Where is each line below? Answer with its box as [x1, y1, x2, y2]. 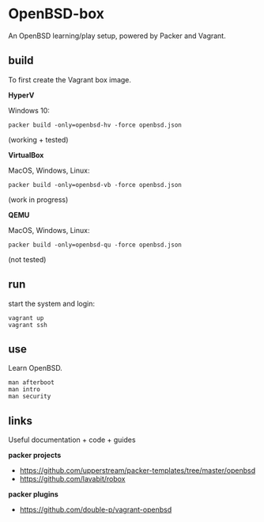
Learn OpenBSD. [8, 364, 63, 373]
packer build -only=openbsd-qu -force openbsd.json [8, 241, 182, 249]
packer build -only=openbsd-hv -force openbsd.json [8, 120, 182, 129]
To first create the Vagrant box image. [8, 74, 132, 84]
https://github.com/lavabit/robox [19, 474, 126, 484]
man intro [8, 386, 41, 394]
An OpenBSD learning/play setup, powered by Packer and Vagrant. [8, 31, 227, 40]
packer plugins [8, 490, 59, 499]
